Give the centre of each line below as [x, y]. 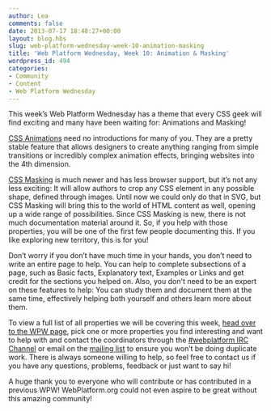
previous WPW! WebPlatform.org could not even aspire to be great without [133, 390]
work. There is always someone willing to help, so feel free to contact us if [132, 358]
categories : [28, 69]
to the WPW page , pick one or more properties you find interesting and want [135, 332]
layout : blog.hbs [38, 38]
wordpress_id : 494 [39, 61]
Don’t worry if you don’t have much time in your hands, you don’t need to [130, 256]
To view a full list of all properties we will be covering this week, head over [132, 323]
